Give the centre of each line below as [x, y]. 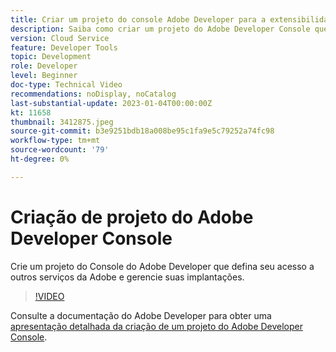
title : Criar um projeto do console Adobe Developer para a [138, 19]
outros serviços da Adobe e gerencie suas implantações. [127, 277]
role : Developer [44, 66]
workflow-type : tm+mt [55, 141]
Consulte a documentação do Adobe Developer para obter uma [141, 315]
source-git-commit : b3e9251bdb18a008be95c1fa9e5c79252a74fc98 [142, 131]
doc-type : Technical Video [66, 85]
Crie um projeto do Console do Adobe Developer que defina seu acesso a [162, 266]
